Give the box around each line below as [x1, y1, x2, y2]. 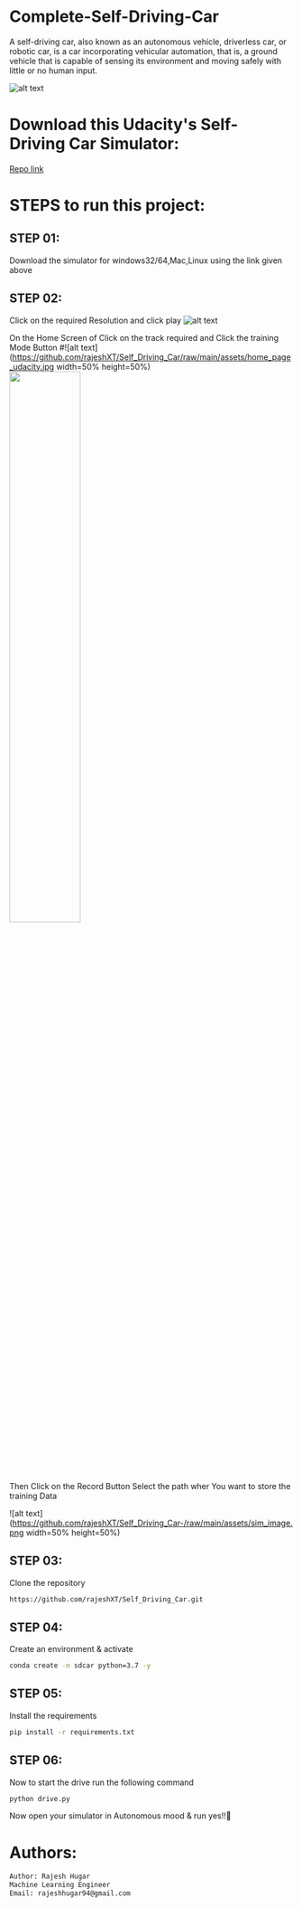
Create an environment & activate [9, 1644, 133, 1655]
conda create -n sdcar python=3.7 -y [9, 1661, 151, 1670]
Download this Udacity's [9, 115, 197, 135]
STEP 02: [9, 291, 63, 307]
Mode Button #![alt [9, 342, 79, 353]
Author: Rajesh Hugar [9, 1872, 91, 1882]
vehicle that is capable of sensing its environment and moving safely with [9, 55, 282, 66]
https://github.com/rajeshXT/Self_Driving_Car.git [9, 1594, 204, 1604]
